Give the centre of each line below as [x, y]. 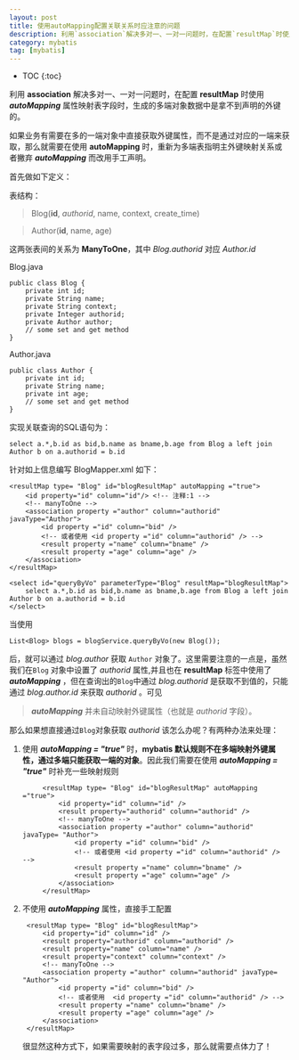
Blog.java [26, 267]
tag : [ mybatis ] [37, 51]
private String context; [71, 307]
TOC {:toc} [42, 76]
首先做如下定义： [40, 177]
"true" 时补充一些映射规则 [70, 771]
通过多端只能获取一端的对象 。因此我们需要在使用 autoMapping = [158, 760]
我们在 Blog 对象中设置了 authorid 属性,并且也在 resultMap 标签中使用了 [141, 670]
